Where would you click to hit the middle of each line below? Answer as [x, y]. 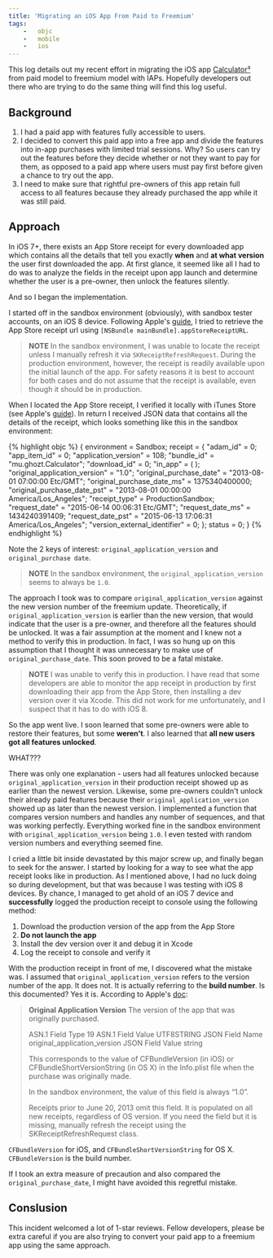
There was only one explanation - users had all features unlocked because [134, 773]
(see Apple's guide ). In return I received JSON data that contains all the [128, 413]
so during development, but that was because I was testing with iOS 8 [126, 884]
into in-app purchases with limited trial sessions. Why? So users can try [140, 149]
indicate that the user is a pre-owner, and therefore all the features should [132, 623]
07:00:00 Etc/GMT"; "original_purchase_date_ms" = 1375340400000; [135, 481]
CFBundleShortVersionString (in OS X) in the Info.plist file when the [141, 1067]
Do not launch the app [58, 935]
